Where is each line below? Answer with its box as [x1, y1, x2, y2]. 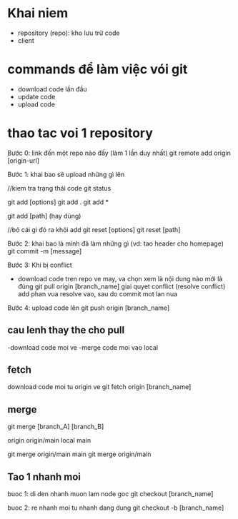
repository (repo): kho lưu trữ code [17, 29, 120, 37]
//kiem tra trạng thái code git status [7, 183, 111, 192]
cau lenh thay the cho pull [7, 324, 125, 336]
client [17, 36, 34, 44]
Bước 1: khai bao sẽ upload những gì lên [7, 170, 125, 178]
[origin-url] [7, 156, 40, 165]
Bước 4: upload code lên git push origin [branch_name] [7, 303, 170, 312]
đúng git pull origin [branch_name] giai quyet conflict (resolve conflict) [17, 282, 226, 291]
